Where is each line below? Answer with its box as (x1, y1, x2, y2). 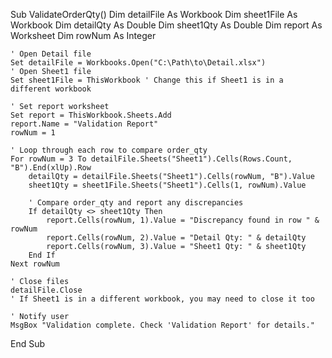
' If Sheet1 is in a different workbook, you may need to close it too (10, 294, 315, 304)
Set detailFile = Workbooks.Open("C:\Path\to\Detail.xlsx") (10, 58, 267, 68)
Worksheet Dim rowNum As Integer (10, 30, 157, 41)
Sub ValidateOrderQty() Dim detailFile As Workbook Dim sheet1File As (10, 9, 298, 20)
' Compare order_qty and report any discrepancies (28, 198, 244, 208)
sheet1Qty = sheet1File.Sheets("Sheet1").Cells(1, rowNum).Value (28, 180, 307, 190)
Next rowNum (10, 259, 60, 269)
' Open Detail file (10, 49, 92, 59)
